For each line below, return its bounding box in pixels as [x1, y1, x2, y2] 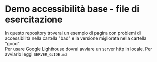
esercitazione [5, 14, 63, 25]
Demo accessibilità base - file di [5, 3, 140, 15]
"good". [5, 40, 21, 46]
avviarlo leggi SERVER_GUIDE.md [5, 51, 67, 57]
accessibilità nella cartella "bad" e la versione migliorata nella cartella [5, 35, 147, 41]
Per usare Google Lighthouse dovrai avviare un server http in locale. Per [5, 46, 152, 52]
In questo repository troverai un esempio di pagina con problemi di [5, 30, 141, 36]
